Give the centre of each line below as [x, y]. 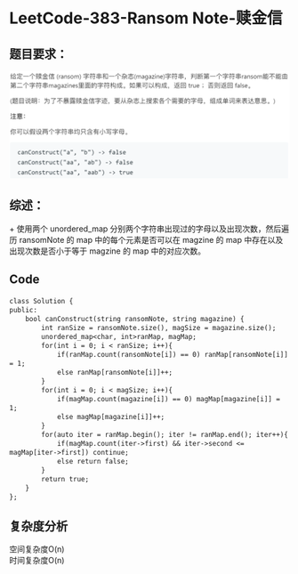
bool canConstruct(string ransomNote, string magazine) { [135, 319]
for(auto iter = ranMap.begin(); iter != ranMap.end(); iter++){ [165, 434]
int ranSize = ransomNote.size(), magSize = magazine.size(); [159, 327]
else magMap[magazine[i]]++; [111, 416]
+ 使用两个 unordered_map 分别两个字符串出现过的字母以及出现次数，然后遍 [149, 229]
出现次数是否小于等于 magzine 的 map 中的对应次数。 [108, 251]
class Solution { [41, 301]
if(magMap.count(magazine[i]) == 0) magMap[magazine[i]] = [168, 399]
